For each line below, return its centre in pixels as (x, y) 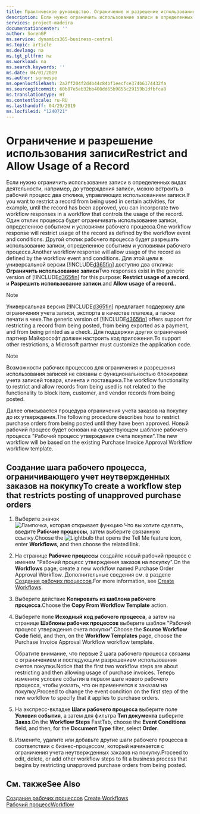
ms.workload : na (26, 61)
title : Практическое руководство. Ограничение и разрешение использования (101, 12)
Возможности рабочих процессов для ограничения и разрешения (91, 368)
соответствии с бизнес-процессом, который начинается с (89, 746)
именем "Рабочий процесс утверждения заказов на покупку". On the (102, 562)
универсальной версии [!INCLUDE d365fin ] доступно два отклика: (90, 265)
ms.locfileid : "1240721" (37, 111)
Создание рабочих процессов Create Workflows (67, 798)
